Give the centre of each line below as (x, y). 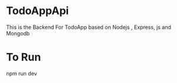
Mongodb (18, 33)
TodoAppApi (38, 11)
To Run (24, 57)
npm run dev (22, 73)
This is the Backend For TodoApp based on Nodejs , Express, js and (89, 27)
